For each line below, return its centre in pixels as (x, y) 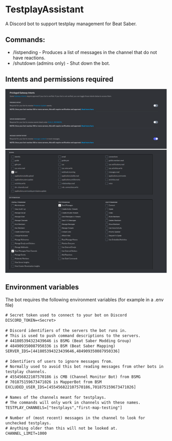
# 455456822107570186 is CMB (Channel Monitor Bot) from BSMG (73, 377)
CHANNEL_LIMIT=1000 (26, 433)
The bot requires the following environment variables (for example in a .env (84, 300)
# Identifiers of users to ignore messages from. (59, 361)
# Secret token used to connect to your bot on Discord (66, 315)
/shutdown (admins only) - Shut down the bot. (61, 63)
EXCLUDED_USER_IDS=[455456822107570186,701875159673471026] (71, 387)
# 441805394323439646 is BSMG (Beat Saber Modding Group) (68, 341)
